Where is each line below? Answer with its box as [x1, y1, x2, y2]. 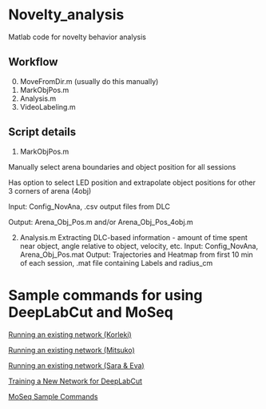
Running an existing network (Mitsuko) [8, 345, 136, 355]
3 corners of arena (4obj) [8, 186, 92, 195]
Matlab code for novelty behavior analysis [8, 32, 146, 42]
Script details [8, 126, 77, 139]
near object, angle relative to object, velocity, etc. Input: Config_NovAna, [19, 241, 259, 251]
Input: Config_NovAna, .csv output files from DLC [8, 202, 170, 211]
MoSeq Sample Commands [8, 391, 98, 401]
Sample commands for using [8, 286, 203, 304]
